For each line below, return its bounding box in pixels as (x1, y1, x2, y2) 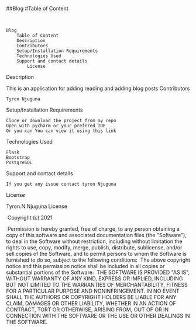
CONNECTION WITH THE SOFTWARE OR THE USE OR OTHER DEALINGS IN (6, 312, 190, 319)
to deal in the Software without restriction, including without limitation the (6, 238, 183, 245)
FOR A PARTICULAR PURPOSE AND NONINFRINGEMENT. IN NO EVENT (6, 287, 180, 294)
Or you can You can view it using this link (6, 128, 116, 134)
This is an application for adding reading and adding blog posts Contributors (6, 85, 190, 92)
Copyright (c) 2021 (7, 214, 53, 221)
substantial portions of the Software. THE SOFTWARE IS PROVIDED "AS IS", (6, 269, 190, 276)
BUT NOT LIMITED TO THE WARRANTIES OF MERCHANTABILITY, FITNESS (6, 282, 188, 288)
